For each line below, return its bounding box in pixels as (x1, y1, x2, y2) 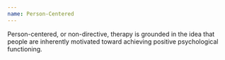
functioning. (7, 44, 42, 53)
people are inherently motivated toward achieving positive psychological (7, 37, 219, 46)
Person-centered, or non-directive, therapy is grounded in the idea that (7, 30, 215, 38)
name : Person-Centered (7, 10, 74, 18)
